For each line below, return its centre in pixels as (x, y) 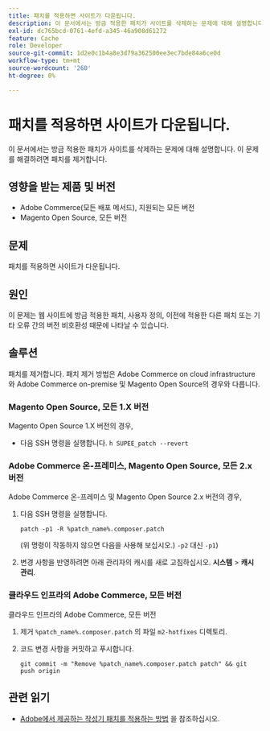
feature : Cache (34, 38)
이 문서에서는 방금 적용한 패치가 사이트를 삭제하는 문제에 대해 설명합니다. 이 (126, 149)
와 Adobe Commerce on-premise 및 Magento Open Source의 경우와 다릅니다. (135, 384)
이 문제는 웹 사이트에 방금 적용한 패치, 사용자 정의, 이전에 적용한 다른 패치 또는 (130, 315)
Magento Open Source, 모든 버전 (74, 217)
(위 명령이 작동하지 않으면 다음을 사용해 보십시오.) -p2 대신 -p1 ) (119, 545)
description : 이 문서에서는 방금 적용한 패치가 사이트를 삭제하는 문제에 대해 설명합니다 (136, 23)
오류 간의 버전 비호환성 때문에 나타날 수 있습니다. (92, 325)
